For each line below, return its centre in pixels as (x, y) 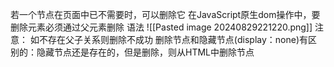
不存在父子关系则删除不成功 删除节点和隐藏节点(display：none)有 (173, 39)
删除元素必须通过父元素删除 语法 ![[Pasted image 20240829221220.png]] (161, 27)
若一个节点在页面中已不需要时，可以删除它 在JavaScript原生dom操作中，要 (165, 14)
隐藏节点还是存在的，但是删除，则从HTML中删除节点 (145, 52)
